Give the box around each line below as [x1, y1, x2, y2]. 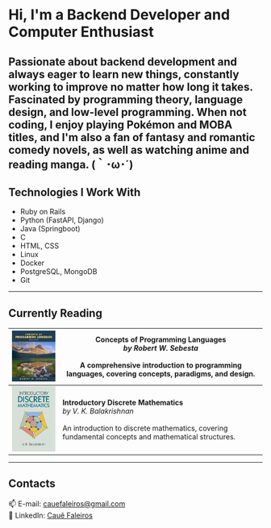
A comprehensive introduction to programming [79, 360, 242, 370]
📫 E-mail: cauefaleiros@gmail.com [8, 498, 126, 509]
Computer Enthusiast [8, 23, 155, 41]
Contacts [8, 477, 56, 491]
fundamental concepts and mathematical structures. [62, 431, 236, 441]
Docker [19, 258, 45, 268]
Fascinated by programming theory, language [8, 93, 244, 106]
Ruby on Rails [19, 207, 66, 217]
